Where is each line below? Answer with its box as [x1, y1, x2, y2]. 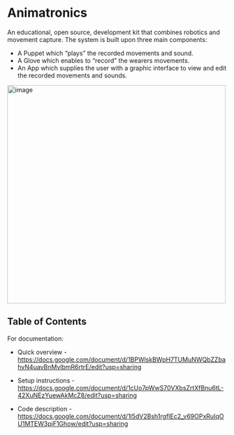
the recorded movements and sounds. [17, 71, 128, 80]
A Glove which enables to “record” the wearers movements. [17, 56, 190, 64]
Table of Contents [7, 316, 87, 327]
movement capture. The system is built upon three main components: [7, 35, 207, 43]
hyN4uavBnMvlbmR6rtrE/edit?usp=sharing [17, 362, 142, 371]
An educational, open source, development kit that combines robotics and [7, 28, 220, 36]
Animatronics [7, 5, 88, 21]
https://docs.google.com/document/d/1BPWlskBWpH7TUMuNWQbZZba [17, 355, 226, 364]
